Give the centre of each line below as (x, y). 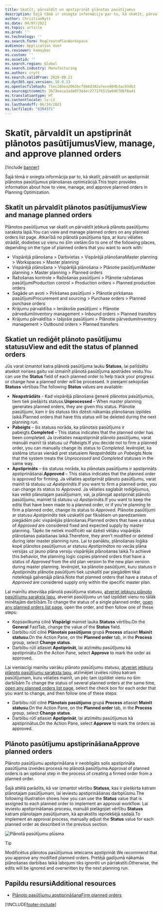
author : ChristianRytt (28, 18)
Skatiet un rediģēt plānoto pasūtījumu (63, 339)
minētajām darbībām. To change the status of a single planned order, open (79, 602)
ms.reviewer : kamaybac (28, 50)
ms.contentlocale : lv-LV (30, 100)
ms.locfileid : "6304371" (30, 109)
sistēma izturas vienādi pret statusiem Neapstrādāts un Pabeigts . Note (82, 453)
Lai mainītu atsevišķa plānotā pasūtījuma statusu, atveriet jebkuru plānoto (79, 592)
